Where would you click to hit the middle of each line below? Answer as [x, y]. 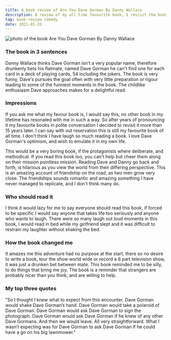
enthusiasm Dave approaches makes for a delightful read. [66, 90]
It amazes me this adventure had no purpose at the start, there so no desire [84, 254]
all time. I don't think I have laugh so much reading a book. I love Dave [79, 136]
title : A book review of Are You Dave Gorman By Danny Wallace [74, 10]
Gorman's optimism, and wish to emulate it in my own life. [66, 141]
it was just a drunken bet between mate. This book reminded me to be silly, [84, 265]
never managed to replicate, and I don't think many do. [63, 183]
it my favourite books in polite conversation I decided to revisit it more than [83, 125]
